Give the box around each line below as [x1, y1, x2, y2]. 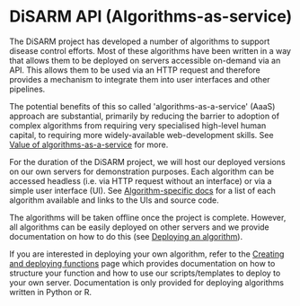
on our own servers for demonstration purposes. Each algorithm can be [9, 166, 275, 177]
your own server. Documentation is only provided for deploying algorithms [9, 276, 285, 288]
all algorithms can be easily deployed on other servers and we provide [9, 222, 269, 232]
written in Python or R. [9, 286, 93, 297]
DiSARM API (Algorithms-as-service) [9, 6, 293, 27]
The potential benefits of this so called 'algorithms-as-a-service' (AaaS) [9, 101, 276, 111]
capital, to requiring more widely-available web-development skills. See [9, 129, 274, 140]
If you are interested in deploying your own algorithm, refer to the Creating [9, 249, 285, 259]
